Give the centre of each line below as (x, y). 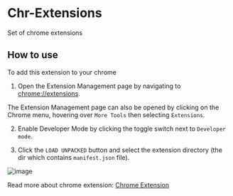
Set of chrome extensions (45, 33)
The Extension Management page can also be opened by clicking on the (113, 107)
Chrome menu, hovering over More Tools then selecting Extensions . (106, 114)
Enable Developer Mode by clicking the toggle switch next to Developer (121, 129)
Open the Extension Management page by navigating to (99, 86)
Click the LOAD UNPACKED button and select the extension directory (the (120, 150)
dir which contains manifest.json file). (74, 157)
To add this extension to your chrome (62, 72)
